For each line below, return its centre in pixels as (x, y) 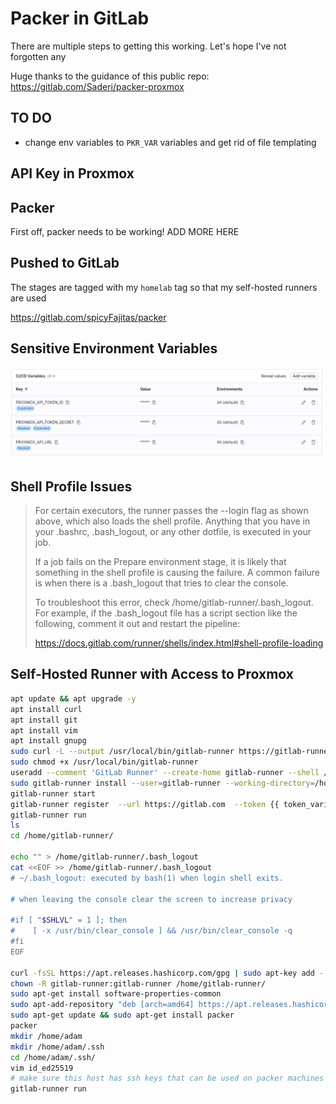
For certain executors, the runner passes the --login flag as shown (171, 511)
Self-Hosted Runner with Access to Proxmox (152, 674)
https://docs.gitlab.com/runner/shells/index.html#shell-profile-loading (179, 643)
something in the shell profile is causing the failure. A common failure (177, 573)
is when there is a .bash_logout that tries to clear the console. (161, 583)
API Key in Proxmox (72, 173)
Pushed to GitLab (65, 263)
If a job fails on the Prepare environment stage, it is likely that (160, 562)
